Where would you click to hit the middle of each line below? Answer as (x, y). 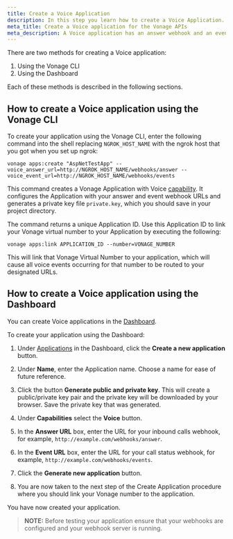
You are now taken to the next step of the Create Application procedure (119, 486)
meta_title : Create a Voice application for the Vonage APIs (97, 26)
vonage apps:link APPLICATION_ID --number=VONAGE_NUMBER (91, 245)
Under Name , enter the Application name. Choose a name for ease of (116, 369)
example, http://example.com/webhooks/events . (85, 459)
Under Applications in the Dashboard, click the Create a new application (121, 348)
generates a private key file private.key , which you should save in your (109, 204)
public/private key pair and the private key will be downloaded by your (118, 397)
